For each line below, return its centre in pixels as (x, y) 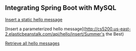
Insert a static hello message (34, 19)
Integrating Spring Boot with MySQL (61, 8)
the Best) (115, 34)
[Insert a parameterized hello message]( (45, 29)
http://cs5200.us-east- (108, 29)
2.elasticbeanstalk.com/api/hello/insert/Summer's (55, 34)
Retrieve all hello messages (32, 43)
